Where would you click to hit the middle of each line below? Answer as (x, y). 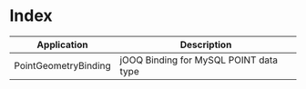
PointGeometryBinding (62, 65)
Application (62, 44)
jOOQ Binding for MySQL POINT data (199, 60)
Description (206, 44)
